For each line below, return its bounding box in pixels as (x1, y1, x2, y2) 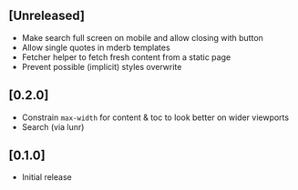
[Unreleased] (8, 8, 86, 24)
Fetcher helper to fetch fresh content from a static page (21, 51, 231, 63)
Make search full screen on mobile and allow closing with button (21, 32, 263, 43)
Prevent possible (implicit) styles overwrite (21, 61, 182, 72)
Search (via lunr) (21, 121, 85, 132)
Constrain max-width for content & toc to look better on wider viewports (21, 112, 289, 123)
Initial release (21, 172, 72, 183)
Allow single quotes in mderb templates (21, 42, 170, 53)
